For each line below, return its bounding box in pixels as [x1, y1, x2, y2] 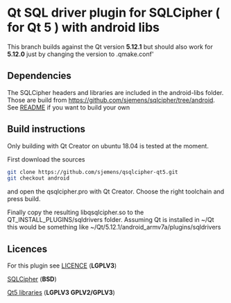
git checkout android [7, 175, 70, 182]
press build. [7, 195, 41, 203]
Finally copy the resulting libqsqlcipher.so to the [7, 208, 144, 216]
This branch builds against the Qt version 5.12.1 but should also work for [7, 42, 214, 51]
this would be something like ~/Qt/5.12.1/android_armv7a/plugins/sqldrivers [7, 223, 221, 232]
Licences [7, 243, 48, 254]
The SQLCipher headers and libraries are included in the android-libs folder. [7, 88, 224, 96]
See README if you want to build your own [7, 103, 130, 112]
